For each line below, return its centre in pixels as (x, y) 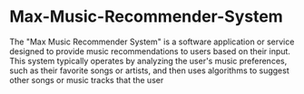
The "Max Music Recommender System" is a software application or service (152, 42)
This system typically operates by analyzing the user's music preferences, (148, 61)
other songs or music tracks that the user (87, 80)
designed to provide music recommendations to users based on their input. (150, 51)
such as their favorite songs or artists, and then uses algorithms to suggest (149, 70)
